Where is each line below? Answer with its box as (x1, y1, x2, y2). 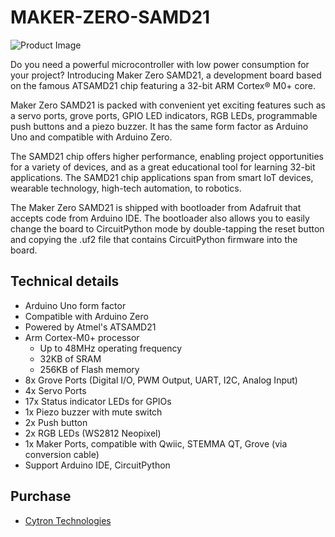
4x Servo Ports (24, 384, 87, 396)
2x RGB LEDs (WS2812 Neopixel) (24, 427, 162, 439)
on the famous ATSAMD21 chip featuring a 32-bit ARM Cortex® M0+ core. (10, 79, 317, 91)
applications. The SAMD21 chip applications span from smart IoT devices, (10, 171, 314, 183)
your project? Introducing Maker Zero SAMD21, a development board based (10, 69, 322, 81)
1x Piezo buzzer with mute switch (24, 406, 163, 418)
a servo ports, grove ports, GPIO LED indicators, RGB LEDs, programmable (10, 109, 318, 121)
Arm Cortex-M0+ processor (24, 331, 140, 343)
